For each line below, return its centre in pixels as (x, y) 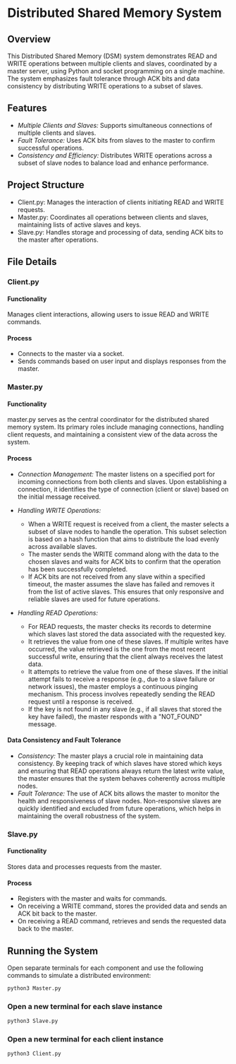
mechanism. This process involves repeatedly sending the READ (122, 694)
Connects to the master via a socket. (71, 354)
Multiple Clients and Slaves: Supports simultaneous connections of (115, 125)
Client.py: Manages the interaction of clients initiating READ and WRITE (120, 202)
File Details (32, 262)
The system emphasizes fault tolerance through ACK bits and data (104, 78)
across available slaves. (62, 546)
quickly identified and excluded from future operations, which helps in (119, 808)
